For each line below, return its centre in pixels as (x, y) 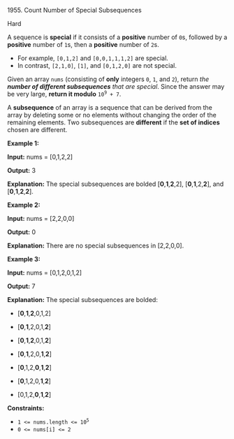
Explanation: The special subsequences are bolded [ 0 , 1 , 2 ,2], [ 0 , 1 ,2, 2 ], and (116, 184)
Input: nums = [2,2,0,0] (41, 218)
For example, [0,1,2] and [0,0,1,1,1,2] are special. (93, 58)
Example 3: (24, 259)
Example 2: (24, 205)
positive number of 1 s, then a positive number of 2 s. (83, 44)
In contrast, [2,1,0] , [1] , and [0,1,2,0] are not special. (97, 65)
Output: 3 (22, 170)
